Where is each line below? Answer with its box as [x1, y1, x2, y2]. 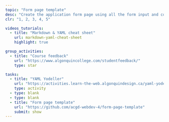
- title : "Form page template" [10, 100, 75, 105]
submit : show [14, 109, 42, 114]
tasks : [5, 72, 19, 77]
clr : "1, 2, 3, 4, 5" [5, 17, 51, 22]
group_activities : [5, 49, 44, 54]
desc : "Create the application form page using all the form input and [5, 12, 158, 17]
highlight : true [14, 40, 49, 45]
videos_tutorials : [5, 26, 44, 31]
